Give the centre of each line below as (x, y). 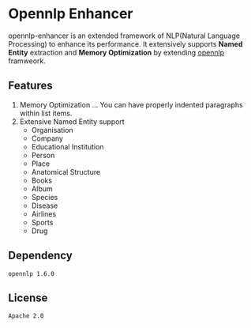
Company (47, 138)
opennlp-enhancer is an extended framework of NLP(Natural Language (124, 36)
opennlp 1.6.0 (32, 273)
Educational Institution (67, 146)
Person (43, 155)
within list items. (46, 113)
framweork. (27, 61)
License (28, 298)
